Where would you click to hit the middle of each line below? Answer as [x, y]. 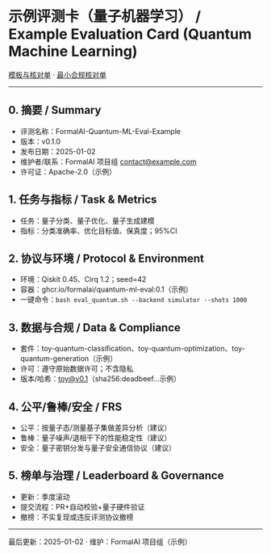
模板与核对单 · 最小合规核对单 [57, 74]
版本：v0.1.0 [40, 141]
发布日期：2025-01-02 [58, 151]
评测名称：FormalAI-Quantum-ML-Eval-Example [100, 131]
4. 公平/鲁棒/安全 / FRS [65, 407]
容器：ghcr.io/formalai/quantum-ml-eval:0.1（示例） [106, 290]
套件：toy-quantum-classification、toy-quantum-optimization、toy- [133, 349]
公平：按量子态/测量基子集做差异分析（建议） [96, 428]
